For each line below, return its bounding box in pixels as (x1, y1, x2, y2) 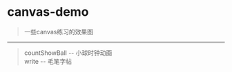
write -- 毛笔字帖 (23, 57, 72, 65)
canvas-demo (7, 4, 89, 20)
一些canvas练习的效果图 (23, 27, 93, 36)
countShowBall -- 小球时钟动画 (23, 49, 113, 57)
